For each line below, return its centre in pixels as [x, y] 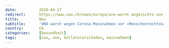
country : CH [24, 28]
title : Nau [26, 19]
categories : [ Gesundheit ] [36, 33]
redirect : [16, 14]
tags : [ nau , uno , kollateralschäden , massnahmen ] [68, 38]
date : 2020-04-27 [33, 10]
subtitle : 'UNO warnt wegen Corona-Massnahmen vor [65, 24]
